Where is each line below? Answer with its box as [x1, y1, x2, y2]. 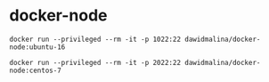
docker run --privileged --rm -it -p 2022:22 [9, 58, 181, 67]
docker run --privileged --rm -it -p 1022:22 [9, 35, 181, 44]
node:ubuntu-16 [9, 42, 66, 52]
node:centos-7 [9, 66, 62, 75]
